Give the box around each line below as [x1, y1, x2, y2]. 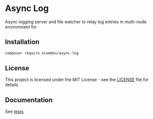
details [5, 82, 18, 88]
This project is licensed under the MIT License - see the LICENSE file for [5, 77, 149, 82]
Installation [5, 38, 40, 46]
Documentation [5, 96, 53, 104]
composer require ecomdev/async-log [5, 51, 79, 55]
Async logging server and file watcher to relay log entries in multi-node [5, 19, 147, 25]
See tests [5, 109, 24, 115]
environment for [5, 24, 37, 29]
